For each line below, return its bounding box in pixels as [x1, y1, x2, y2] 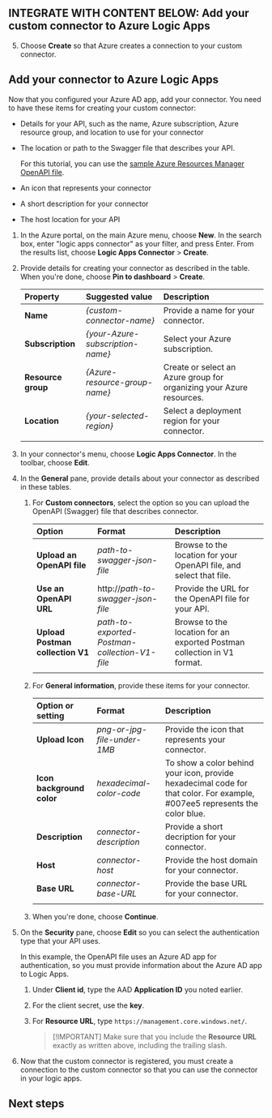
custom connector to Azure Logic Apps [8, 19, 210, 33]
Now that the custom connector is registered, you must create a [19, 1056, 233, 1065]
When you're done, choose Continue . [32, 911, 159, 921]
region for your [163, 415, 220, 426]
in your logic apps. [19, 1073, 83, 1083]
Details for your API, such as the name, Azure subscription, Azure [19, 118, 239, 128]
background [36, 782, 85, 794]
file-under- [96, 734, 142, 745]
